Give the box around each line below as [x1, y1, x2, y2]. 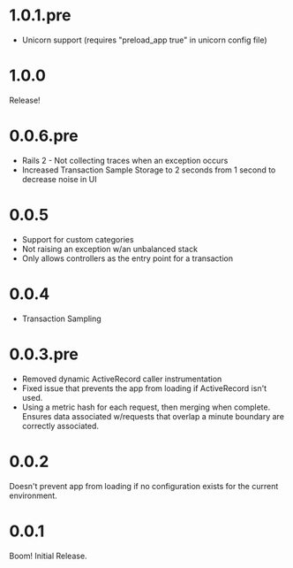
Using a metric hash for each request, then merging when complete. [21, 402, 271, 412]
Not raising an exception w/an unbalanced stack [21, 243, 199, 254]
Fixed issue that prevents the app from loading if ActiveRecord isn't [21, 382, 267, 394]
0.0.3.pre [9, 344, 79, 364]
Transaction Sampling [21, 313, 101, 324]
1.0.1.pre [9, 5, 71, 26]
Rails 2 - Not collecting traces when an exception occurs [21, 155, 229, 165]
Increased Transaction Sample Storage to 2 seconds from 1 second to [21, 165, 276, 175]
